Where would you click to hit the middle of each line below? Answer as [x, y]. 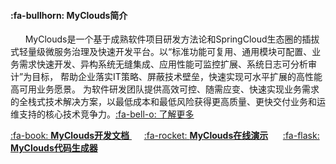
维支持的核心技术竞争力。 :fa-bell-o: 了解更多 [102, 114]
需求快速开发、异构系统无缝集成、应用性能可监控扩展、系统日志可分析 [163, 64]
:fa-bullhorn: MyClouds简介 [69, 15]
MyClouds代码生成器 [54, 148]
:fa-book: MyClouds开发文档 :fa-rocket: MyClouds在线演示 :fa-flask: [165, 136]
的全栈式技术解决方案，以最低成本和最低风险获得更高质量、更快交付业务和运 [168, 102]
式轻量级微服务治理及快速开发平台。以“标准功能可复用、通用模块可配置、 [161, 52]
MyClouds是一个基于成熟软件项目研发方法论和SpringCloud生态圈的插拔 [172, 39]
